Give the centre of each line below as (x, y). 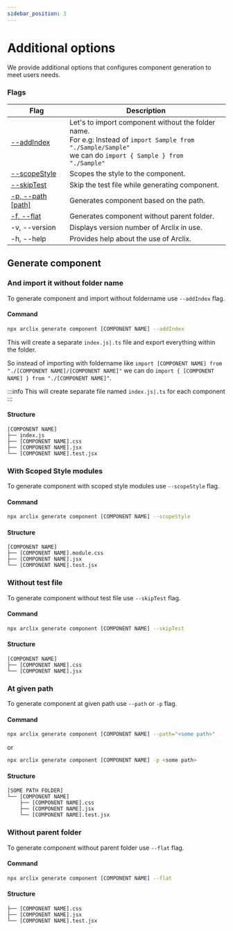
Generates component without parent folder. (142, 216)
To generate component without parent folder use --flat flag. (96, 848)
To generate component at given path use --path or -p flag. (92, 704)
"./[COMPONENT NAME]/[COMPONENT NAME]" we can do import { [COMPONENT (111, 370)
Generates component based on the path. (137, 200)
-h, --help (28, 238)
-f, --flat (26, 216)
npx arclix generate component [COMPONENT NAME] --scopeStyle (99, 517)
